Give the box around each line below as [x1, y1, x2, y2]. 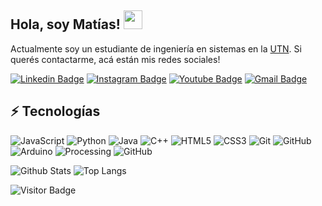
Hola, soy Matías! [10, 16, 121, 33]
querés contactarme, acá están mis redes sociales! [10, 53, 221, 65]
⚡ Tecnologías [10, 103, 101, 120]
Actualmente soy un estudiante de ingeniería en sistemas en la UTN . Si [10, 42, 302, 55]
